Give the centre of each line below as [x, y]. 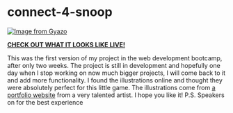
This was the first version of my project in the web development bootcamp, [115, 58]
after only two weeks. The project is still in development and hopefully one [114, 65]
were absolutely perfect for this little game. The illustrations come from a [111, 87]
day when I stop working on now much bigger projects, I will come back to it [116, 73]
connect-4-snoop [60, 12]
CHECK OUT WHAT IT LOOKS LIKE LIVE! [66, 44]
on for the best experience [45, 102]
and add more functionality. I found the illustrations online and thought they [115, 80]
